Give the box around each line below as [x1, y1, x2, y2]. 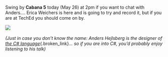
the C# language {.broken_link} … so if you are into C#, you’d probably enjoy [5, 40, 163, 46]
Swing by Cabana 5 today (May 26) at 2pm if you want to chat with [5, 5, 145, 10]
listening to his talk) [5, 46, 46, 52]
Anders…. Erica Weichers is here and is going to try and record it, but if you [5, 10, 162, 16]
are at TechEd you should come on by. [5, 15, 85, 21]
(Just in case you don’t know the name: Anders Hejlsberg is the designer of [5, 35, 162, 41]
